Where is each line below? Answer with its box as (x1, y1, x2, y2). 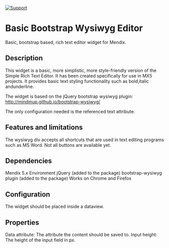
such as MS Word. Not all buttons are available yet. (5, 142, 111, 148)
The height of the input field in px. (5, 237, 76, 243)
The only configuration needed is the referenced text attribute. (5, 108, 135, 114)
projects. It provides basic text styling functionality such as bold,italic (5, 78, 149, 84)
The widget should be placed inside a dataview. (5, 203, 104, 210)
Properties (5, 218, 39, 227)
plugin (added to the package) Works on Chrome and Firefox (5, 175, 132, 182)
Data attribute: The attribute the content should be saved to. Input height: (5, 232, 157, 237)
